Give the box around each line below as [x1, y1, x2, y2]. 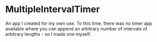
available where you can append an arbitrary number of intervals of [5, 25, 147, 31]
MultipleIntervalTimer [5, 4, 100, 15]
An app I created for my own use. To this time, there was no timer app [5, 20, 152, 26]
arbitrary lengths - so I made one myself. [5, 31, 91, 37]
